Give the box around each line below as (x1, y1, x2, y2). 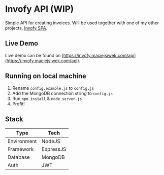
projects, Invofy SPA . (5, 25, 48, 31)
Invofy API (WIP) (5, 3, 74, 15)
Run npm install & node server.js (12, 95, 82, 102)
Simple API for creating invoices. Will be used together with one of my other (5, 20, 159, 26)
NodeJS (41, 138, 61, 145)
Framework (7, 146, 34, 153)
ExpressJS (41, 146, 66, 153)
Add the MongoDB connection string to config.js (12, 90, 113, 96)
